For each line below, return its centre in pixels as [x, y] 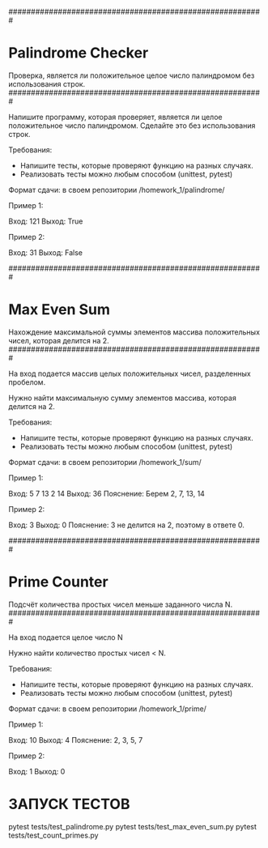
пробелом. [27, 382]
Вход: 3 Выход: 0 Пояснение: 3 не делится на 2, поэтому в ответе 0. [127, 525]
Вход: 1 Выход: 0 [37, 771]
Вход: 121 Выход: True [46, 221]
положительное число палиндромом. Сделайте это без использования [132, 126]
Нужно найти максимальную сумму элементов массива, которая [122, 398]
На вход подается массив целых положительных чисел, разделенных [130, 373]
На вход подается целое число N [66, 637]
